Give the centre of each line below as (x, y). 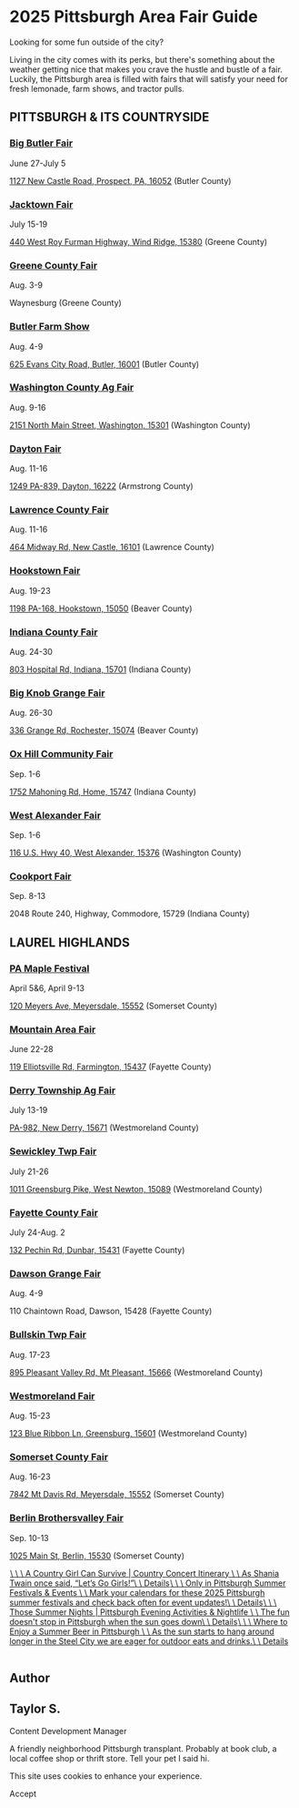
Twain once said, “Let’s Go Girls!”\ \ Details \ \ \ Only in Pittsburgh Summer (148, 1583)
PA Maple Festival (50, 968)
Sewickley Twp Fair (53, 1151)
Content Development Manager (68, 1731)
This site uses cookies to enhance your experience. (106, 1776)
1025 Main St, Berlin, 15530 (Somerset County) (97, 1556)
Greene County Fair (54, 265)
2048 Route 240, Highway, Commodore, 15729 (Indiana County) (130, 914)
